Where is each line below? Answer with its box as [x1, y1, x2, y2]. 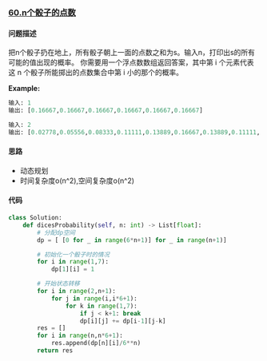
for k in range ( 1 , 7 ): [65, 302, 137, 310]
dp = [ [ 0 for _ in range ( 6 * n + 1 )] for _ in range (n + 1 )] [37, 236, 227, 244]
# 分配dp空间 [37, 228, 76, 236]
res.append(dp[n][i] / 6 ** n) [50, 339, 141, 347]
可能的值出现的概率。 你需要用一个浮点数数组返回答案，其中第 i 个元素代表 [8, 58, 254, 67]
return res [37, 347, 74, 355]
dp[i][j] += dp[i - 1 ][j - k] [79, 317, 166, 325]
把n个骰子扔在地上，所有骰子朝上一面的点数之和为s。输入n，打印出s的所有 [8, 48, 256, 58]
